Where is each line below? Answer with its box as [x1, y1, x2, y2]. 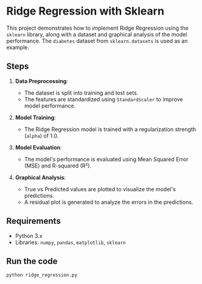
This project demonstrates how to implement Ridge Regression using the [6, 24, 189, 32]
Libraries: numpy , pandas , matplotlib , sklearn [15, 238, 126, 246]
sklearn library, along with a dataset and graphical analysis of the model [6, 30, 187, 38]
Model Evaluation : [15, 144, 62, 151]
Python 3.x [15, 232, 43, 239]
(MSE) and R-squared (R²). [24, 162, 92, 169]
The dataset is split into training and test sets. [24, 89, 139, 96]
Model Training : [15, 113, 56, 121]
